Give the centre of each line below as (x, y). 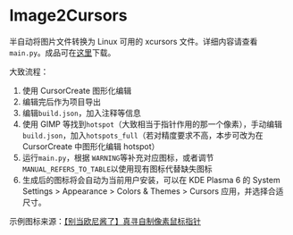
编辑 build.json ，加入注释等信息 (81, 113)
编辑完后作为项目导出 (61, 101)
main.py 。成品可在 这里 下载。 (63, 52)
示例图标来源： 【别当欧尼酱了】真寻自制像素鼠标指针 (105, 221)
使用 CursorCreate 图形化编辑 (77, 90)
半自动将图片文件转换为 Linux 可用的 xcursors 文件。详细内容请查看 (134, 41)
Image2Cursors (68, 16)
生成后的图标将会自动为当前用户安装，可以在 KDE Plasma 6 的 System (151, 180)
